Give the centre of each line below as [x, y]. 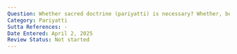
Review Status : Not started [49, 40]
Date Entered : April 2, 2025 [50, 33]
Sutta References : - [38, 27]
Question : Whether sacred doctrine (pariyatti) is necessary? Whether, [115, 14]
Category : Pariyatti [38, 20]
